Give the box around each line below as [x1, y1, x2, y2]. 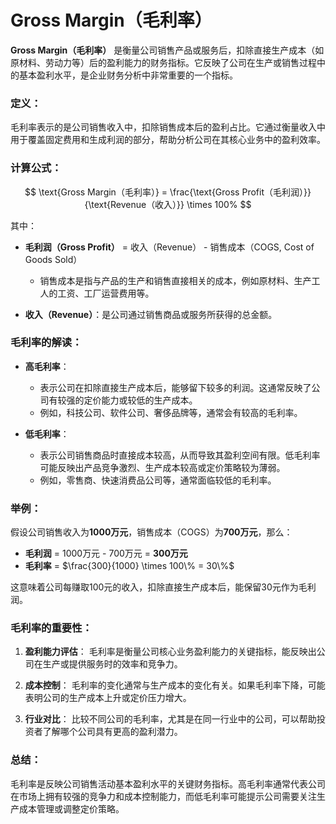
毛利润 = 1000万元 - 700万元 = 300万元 [24, 547, 188, 560]
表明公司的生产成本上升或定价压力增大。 [24, 692, 192, 704]
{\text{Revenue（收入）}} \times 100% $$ [84, 198, 252, 210]
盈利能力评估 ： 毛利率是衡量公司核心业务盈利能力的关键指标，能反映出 [24, 646, 317, 658]
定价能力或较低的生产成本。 [83, 394, 198, 406]
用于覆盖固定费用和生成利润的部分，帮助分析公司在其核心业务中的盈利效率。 [10, 134, 326, 146]
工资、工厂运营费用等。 [57, 287, 155, 299]
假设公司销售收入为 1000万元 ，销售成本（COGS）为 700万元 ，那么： [10, 526, 293, 538]
